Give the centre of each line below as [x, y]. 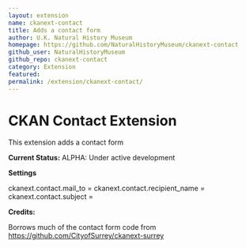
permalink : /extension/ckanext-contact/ [76, 81]
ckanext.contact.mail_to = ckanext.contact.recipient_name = [107, 188]
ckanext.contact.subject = [51, 197]
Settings [23, 173]
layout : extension [38, 15]
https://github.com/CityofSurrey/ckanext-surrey [86, 236]
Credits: [22, 212]
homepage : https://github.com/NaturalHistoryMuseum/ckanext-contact [123, 45]
